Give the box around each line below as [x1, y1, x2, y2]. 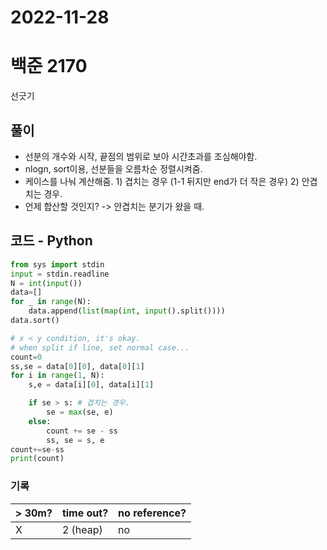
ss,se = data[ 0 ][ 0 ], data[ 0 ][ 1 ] [10, 361, 145, 371]
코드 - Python [10, 232, 93, 250]
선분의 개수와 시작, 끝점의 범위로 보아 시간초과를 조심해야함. [24, 150, 258, 162]
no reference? [118, 506, 187, 520]
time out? [61, 506, 109, 520]
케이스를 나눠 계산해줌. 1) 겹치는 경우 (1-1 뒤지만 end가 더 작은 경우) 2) [24, 175, 300, 187]
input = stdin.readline [10, 269, 110, 279]
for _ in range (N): [10, 297, 92, 307]
